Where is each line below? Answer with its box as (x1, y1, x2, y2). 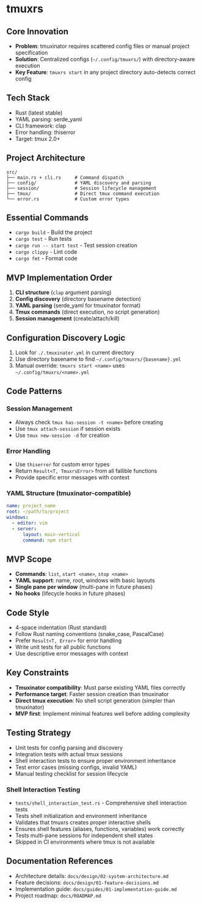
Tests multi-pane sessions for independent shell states (15, 832, 154, 839)
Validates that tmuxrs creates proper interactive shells (15, 819, 151, 826)
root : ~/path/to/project (6, 509, 70, 515)
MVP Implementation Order (6, 272, 113, 283)
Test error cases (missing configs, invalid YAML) (15, 763, 137, 771)
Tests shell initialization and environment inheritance (15, 812, 148, 820)
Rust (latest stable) (15, 109, 63, 116)
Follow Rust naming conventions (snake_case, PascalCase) (15, 630, 164, 638)
